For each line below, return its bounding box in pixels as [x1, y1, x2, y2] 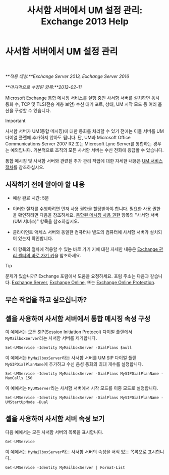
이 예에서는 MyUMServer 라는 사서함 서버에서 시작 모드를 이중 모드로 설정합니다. [5, 385, 158, 391]
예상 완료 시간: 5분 [12, 194, 49, 201]
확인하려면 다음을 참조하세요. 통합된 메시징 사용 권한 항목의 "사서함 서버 [18, 212, 159, 218]
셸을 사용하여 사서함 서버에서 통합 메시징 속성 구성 [5, 314, 150, 323]
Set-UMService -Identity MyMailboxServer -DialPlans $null [5, 345, 132, 350]
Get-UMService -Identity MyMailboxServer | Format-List [5, 465, 125, 470]
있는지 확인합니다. [18, 235, 53, 241]
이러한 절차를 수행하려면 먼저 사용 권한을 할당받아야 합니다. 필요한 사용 [12, 206, 151, 212]
